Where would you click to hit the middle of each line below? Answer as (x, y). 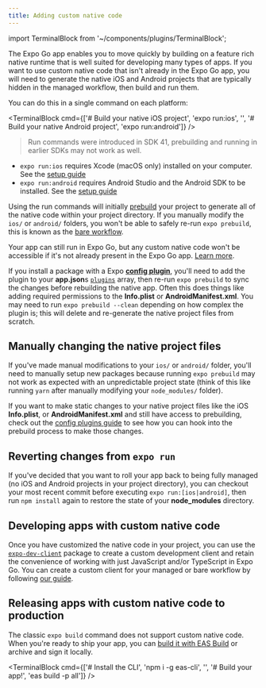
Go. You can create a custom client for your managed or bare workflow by (129, 570)
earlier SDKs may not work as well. (85, 150)
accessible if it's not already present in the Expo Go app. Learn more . (121, 256)
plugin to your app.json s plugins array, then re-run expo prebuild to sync (129, 279)
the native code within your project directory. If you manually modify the (126, 214)
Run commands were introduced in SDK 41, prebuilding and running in (143, 142)
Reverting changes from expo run (92, 456)
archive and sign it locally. (51, 651)
